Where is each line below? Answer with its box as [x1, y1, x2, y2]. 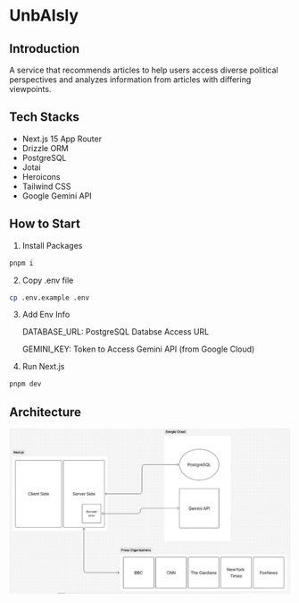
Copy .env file [21, 275, 74, 285]
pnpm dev [9, 379, 42, 389]
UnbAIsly [9, 5, 79, 26]
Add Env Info [21, 310, 71, 320]
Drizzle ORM [21, 142, 70, 153]
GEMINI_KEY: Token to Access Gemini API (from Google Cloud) [21, 344, 255, 354]
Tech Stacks [9, 109, 80, 125]
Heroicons [21, 171, 61, 182]
